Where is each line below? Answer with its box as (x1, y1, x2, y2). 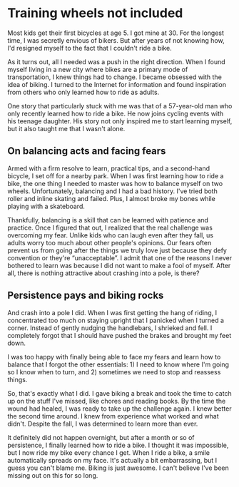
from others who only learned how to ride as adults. (7, 88, 160, 96)
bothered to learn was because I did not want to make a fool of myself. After (7, 261, 231, 270)
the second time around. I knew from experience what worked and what (7, 411, 219, 420)
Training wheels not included (7, 5, 183, 21)
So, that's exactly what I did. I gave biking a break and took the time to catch (7, 389, 232, 397)
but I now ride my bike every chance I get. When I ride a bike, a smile (7, 448, 210, 457)
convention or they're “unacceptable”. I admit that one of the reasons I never (7, 253, 233, 262)
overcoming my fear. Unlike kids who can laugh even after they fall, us (7, 230, 214, 240)
